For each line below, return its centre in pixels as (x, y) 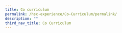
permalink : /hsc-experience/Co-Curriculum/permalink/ (61, 14)
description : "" (22, 18)
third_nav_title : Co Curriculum (38, 23)
